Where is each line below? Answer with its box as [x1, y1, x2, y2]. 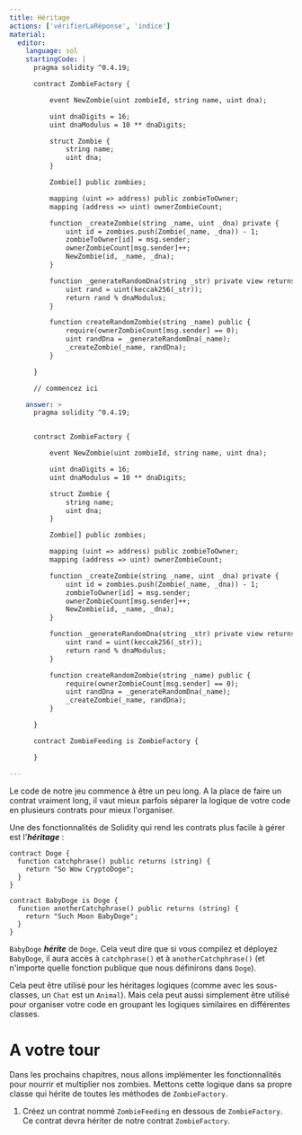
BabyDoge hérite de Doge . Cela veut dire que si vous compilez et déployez [9, 943, 279, 953]
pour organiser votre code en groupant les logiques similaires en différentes [9, 998, 290, 1009]
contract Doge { [9, 848, 70, 858]
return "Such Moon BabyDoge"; [25, 911, 139, 921]
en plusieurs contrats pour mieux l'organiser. [9, 804, 175, 815]
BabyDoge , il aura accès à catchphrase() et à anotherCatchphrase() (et [9, 953, 265, 963]
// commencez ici [32, 384, 99, 393]
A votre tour [9, 1040, 101, 1060]
